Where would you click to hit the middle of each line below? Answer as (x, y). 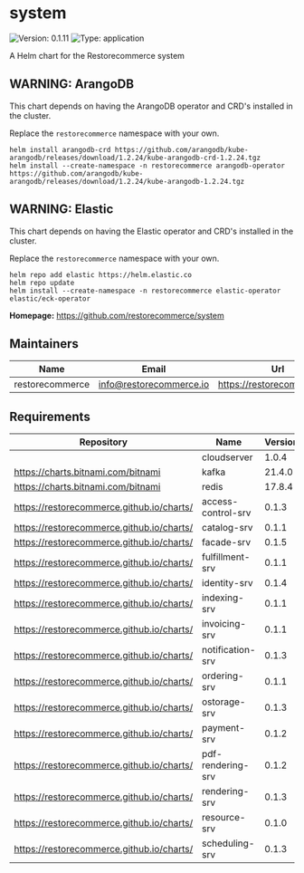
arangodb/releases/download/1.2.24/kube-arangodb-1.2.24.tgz (127, 181)
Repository (104, 442)
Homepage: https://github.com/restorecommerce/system (117, 315)
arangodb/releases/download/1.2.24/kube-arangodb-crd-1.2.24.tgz (135, 158)
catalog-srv (228, 528)
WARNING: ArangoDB (71, 84)
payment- (224, 728)
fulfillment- (226, 557)
